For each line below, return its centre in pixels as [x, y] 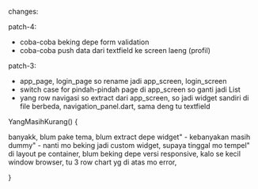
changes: [23, 11]
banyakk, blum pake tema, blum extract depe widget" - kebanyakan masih [129, 137]
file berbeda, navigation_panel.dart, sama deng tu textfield [115, 106]
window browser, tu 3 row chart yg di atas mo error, [93, 162]
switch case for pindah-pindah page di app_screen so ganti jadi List [130, 89]
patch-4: [23, 26]
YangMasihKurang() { [43, 121]
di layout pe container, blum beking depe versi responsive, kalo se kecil [125, 154]
